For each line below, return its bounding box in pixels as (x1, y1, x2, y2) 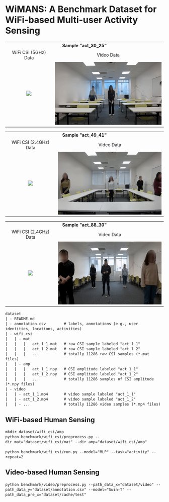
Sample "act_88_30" (62, 222, 107, 228)
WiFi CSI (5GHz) (12, 49, 46, 55)
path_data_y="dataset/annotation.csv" (5, 487, 87, 492)
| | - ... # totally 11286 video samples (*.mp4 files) (5, 402, 161, 407)
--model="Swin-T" (88, 487, 125, 492)
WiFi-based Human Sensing (5, 416, 95, 424)
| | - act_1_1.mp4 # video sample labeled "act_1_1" (5, 392, 136, 397)
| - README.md (5, 317, 35, 322)
